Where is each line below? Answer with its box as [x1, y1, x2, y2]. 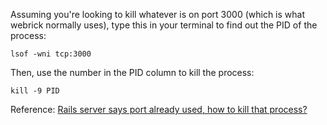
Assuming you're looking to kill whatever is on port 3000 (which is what [10, 9, 305, 20]
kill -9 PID [10, 86, 60, 96]
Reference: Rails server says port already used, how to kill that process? [10, 104, 308, 115]
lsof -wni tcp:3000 [10, 49, 92, 59]
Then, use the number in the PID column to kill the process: [10, 67, 255, 78]
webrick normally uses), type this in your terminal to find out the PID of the [10, 19, 318, 31]
